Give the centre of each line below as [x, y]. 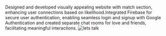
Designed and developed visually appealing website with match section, [79, 7]
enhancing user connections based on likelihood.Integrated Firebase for [79, 12]
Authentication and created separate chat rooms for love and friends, [76, 23]
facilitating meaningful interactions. [41, 28]
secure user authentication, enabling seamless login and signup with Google [83, 18]
